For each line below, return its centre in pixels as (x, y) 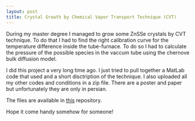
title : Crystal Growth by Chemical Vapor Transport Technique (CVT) (91, 17)
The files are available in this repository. (54, 100)
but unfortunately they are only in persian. (57, 89)
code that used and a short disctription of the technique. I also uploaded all (97, 76)
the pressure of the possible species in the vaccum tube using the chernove (98, 52)
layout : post (22, 11)
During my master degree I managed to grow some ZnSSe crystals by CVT (96, 33)
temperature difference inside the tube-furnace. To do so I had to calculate (96, 46)
